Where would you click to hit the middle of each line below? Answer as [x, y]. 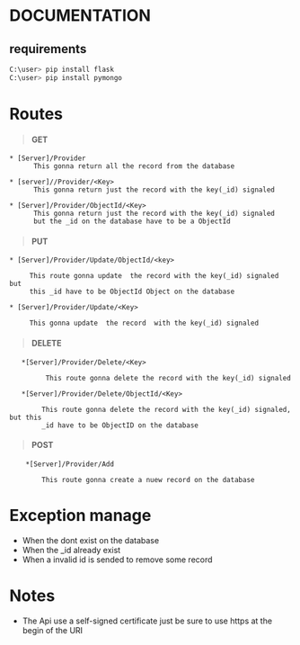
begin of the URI [53, 630]
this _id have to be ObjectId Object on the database [132, 292]
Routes [36, 114]
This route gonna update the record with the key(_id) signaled [154, 276]
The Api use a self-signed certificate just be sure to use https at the [147, 621]
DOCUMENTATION [80, 16]
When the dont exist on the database [91, 540]
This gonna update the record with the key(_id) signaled [144, 323]
